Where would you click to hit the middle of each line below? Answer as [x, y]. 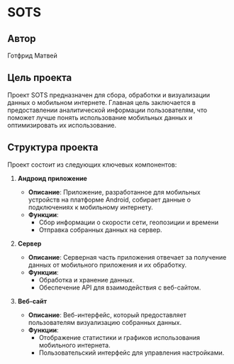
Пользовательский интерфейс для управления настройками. [132, 353]
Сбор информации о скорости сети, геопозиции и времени [128, 222]
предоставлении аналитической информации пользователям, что [107, 110]
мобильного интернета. [75, 345]
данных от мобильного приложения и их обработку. [107, 265]
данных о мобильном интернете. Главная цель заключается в [102, 102]
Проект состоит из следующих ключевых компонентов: [92, 165]
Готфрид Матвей [33, 55]
